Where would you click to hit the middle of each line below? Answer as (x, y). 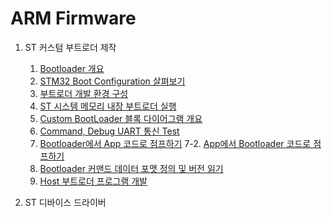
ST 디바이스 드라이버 (65, 202)
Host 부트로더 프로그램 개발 (93, 181)
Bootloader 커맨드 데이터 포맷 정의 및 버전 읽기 (131, 168)
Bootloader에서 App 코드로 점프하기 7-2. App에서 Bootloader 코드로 (175, 143)
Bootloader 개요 (72, 68)
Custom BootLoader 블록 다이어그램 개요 (121, 118)
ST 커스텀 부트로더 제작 (70, 47)
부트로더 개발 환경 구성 (84, 93)
